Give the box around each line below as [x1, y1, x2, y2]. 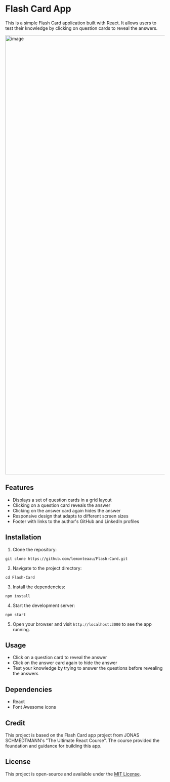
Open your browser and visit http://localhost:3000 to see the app [12, 621, 152, 627]
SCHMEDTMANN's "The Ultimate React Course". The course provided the [5, 737, 160, 744]
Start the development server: [12, 602, 75, 609]
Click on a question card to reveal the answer [12, 655, 107, 661]
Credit [5, 719, 25, 727]
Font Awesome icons [12, 704, 57, 710]
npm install [5, 593, 30, 598]
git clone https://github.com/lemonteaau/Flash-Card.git [5, 556, 128, 561]
